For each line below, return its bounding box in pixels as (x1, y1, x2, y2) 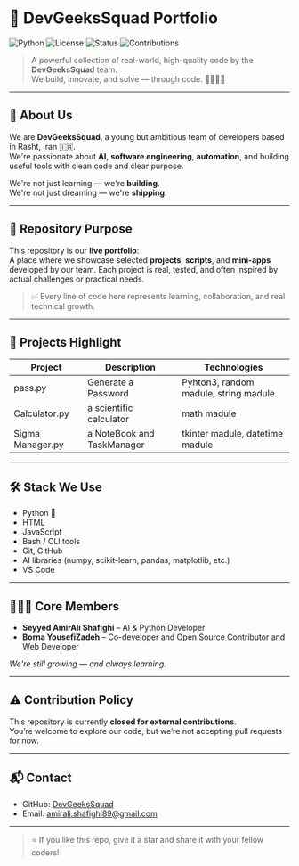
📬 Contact (9, 771, 72, 786)
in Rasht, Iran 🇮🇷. (9, 141, 76, 151)
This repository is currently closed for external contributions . (9, 716, 238, 727)
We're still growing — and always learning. (9, 658, 166, 669)
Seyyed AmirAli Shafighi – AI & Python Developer (21, 623, 206, 633)
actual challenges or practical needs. (9, 274, 145, 284)
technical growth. (30, 300, 95, 311)
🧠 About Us (9, 108, 73, 123)
